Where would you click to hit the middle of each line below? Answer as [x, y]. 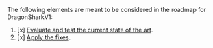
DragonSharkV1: [30, 17]
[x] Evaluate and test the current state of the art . [85, 30]
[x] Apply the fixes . [44, 37]
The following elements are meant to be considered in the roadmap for [107, 10]
